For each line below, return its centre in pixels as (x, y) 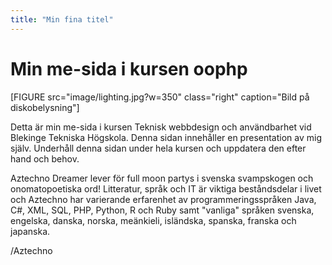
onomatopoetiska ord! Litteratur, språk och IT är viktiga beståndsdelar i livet (166, 188)
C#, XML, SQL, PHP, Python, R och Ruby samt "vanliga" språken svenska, (162, 210)
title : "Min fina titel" (62, 19)
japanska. (30, 231)
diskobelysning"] (45, 107)
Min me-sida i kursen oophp (129, 68)
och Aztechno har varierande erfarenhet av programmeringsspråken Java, (163, 199)
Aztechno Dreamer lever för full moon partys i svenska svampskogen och (162, 178)
